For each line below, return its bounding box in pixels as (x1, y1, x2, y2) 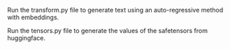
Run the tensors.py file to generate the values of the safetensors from (7, 27, 208, 35)
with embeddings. (7, 13, 59, 21)
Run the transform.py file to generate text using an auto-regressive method (7, 6, 224, 14)
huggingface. (7, 34, 45, 42)
